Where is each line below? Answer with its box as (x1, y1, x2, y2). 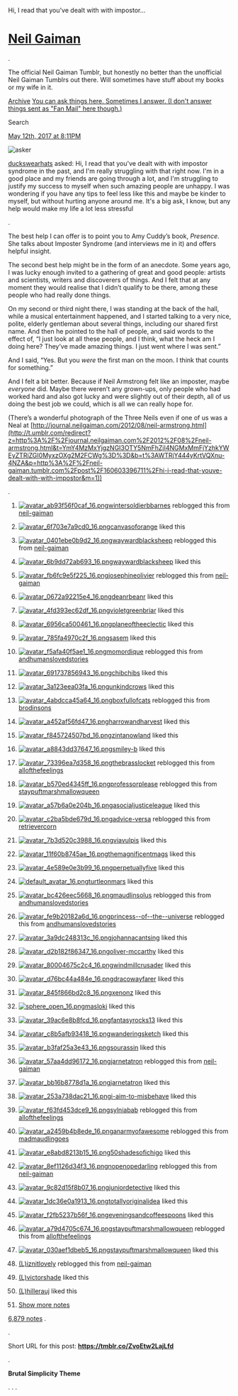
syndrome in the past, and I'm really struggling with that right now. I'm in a (8, 167, 225, 175)
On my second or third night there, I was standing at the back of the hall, (8, 304, 220, 313)
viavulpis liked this (113, 835, 167, 844)
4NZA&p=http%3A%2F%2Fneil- (8, 458, 103, 467)
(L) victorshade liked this (18, 1273, 89, 1281)
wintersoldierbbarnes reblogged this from (108, 501, 230, 510)
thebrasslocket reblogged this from (112, 758, 215, 767)
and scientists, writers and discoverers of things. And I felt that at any (8, 276, 211, 284)
